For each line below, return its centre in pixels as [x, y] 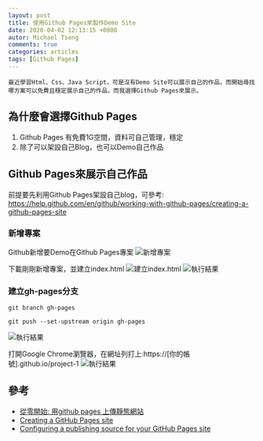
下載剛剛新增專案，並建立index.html [66, 269]
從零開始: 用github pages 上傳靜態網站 [82, 411]
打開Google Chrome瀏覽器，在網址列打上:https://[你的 [96, 354]
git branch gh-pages [42, 308]
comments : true [33, 45]
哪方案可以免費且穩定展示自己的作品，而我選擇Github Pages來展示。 [105, 90]
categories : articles [44, 52]
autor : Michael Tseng [44, 37]
